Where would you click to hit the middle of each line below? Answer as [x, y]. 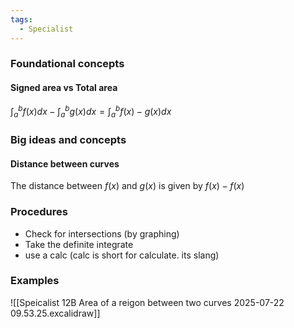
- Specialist [46, 29]
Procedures [39, 212]
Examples [35, 281]
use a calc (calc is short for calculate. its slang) [122, 255]
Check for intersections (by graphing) [102, 233]
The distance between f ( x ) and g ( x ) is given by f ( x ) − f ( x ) [127, 186]
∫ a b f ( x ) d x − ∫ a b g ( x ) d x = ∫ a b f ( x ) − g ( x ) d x [91, 112]
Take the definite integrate [79, 244]
